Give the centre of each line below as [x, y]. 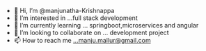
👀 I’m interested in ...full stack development [76, 18]
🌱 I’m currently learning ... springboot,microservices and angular [106, 25]
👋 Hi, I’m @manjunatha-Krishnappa [64, 11]
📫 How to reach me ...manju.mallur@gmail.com [82, 40]
